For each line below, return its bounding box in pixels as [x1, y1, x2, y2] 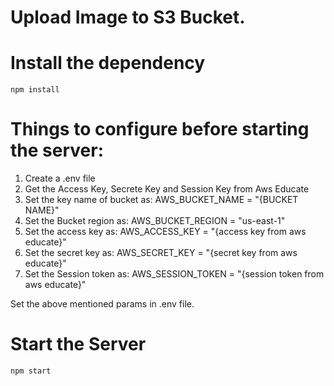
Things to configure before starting [10, 118, 310, 141]
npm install [10, 85, 60, 95]
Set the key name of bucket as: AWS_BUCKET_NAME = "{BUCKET [24, 194, 299, 206]
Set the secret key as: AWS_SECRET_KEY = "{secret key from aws [24, 247, 298, 259]
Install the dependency [10, 52, 206, 75]
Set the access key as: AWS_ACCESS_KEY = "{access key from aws [24, 226, 307, 238]
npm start [10, 366, 52, 376]
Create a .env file [24, 172, 96, 185]
